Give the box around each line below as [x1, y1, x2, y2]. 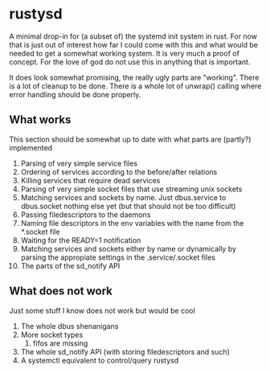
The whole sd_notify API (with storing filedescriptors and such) [20, 346, 230, 356]
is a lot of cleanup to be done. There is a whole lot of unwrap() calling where [9, 81, 262, 91]
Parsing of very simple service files [20, 158, 138, 168]
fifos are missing [32, 338, 88, 348]
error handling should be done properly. [9, 89, 141, 99]
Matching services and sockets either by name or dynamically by [20, 244, 236, 253]
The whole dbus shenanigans [20, 321, 119, 330]
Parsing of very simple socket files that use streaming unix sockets [20, 184, 243, 194]
